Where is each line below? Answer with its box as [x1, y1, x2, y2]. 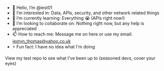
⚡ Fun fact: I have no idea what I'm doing [12, 44, 95, 49]
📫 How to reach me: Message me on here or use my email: [12, 31, 133, 37]
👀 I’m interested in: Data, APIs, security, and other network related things [12, 10, 160, 16]
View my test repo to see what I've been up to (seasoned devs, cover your [5, 55, 156, 61]
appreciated [12, 26, 37, 32]
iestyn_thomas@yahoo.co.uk [12, 38, 71, 44]
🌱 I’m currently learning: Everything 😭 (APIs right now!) [12, 15, 125, 21]
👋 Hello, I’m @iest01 [12, 5, 53, 10]
